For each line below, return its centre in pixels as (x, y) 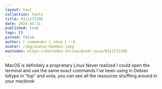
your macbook (20, 81)
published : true (22, 28)
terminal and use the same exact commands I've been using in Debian (77, 70)
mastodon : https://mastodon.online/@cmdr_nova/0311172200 (66, 51)
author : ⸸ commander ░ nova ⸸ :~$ (40, 42)
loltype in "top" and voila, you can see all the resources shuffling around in (81, 76)
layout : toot (19, 10)
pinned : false (20, 38)
